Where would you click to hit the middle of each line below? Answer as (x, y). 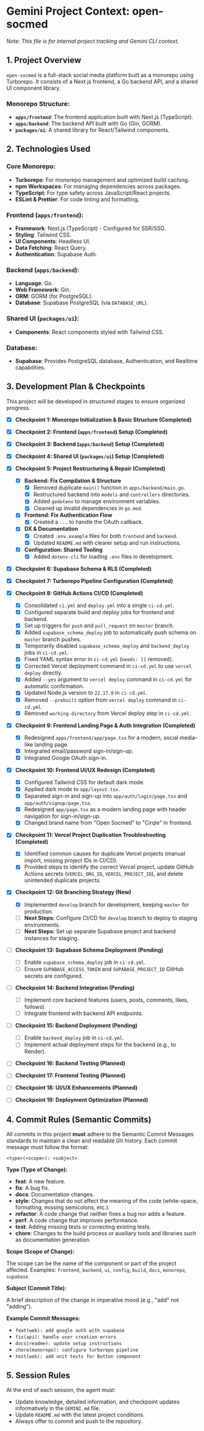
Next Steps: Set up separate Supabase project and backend (100, 931)
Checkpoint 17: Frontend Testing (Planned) (70, 1075)
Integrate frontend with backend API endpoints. (84, 1013)
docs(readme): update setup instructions (68, 1344)
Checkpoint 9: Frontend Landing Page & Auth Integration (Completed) (105, 725)
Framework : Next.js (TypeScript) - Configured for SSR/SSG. (90, 228)
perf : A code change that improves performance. (77, 1221)
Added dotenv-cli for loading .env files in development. (103, 556)
